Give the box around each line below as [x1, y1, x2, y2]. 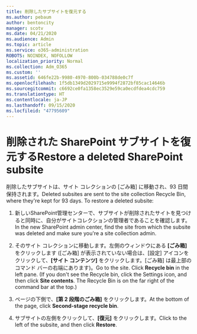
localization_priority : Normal [6, 58, 83, 64]
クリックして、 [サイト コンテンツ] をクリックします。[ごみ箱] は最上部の [14, 257, 192, 264]
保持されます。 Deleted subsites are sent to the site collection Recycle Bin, [6, 191, 186, 198]
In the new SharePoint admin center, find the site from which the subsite [14, 223, 191, 231]
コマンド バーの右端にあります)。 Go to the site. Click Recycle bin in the [14, 264, 189, 271]
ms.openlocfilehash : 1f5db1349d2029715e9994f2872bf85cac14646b [6, 81, 166, 86]
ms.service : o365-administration [6, 47, 89, 53]
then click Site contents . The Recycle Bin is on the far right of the [14, 277, 175, 284]
